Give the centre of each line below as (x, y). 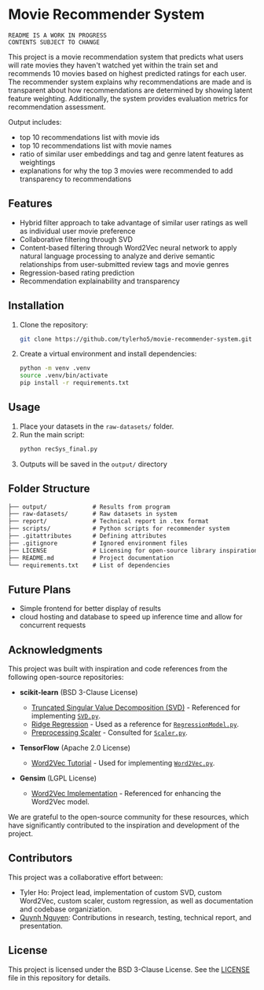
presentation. (41, 926)
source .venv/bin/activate (64, 376)
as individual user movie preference (77, 231)
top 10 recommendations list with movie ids (89, 137)
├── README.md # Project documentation (91, 558)
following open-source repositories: (66, 678)
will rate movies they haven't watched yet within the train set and (113, 65)
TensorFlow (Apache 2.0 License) (75, 748)
